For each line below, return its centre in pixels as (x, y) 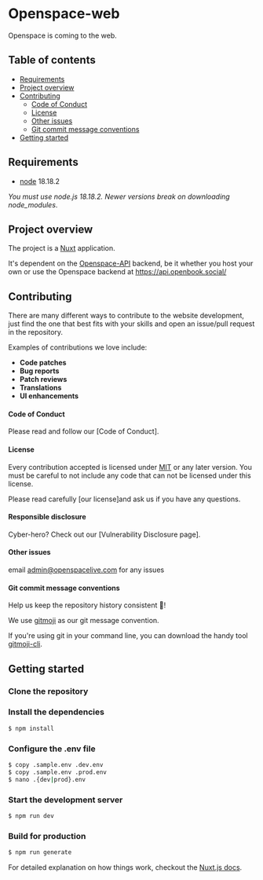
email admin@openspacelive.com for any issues (86, 570)
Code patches (43, 363)
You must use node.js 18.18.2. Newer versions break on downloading (119, 196)
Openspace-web (64, 14)
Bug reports (39, 371)
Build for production (47, 836)
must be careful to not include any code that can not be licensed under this (130, 475)
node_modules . (33, 204)
